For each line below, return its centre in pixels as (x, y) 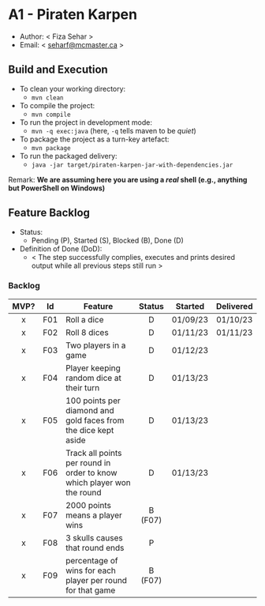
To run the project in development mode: (86, 122)
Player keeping (93, 367)
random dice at (94, 378)
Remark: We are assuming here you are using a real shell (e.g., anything (128, 179)
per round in (88, 462)
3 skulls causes (95, 537)
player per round (97, 580)
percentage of (92, 560)
